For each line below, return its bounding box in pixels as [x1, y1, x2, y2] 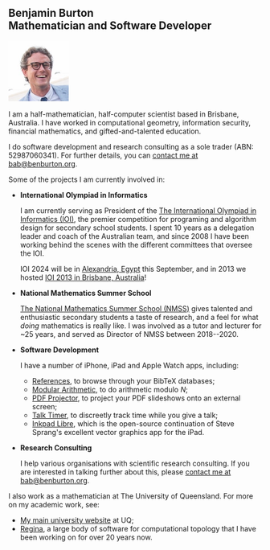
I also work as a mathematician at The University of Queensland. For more [8, 490, 254, 501]
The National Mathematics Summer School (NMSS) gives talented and [19, 303, 253, 313]
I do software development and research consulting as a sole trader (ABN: [8, 142, 254, 151]
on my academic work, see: [8, 499, 100, 509]
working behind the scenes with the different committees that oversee [19, 240, 253, 249]
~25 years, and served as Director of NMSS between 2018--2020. [19, 329, 239, 339]
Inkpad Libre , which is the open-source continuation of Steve [31, 418, 235, 429]
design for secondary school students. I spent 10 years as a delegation [19, 223, 255, 232]
